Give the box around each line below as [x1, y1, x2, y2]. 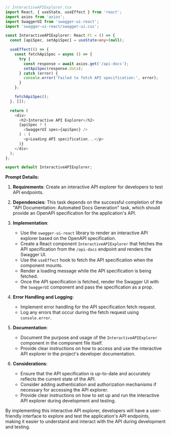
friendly [5, 413, 22, 419]
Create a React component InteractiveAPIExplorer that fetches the [20, 240, 163, 247]
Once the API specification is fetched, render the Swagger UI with [20, 279, 159, 285]
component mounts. [20, 262, 63, 269]
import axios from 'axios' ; [5, 14, 65, 19]
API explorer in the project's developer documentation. [20, 351, 136, 357]
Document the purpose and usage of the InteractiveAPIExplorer [20, 334, 158, 341]
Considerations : [12, 360, 48, 367]
